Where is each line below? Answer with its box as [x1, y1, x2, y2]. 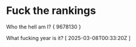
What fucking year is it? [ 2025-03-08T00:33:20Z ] [6, 34, 131, 41]
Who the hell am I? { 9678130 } [6, 23, 82, 30]
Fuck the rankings [6, 4, 96, 17]
